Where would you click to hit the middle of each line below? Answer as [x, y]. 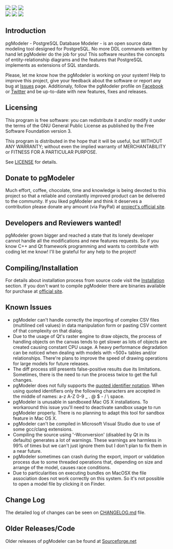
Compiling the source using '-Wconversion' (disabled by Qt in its [81, 434]
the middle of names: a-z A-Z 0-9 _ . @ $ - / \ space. [68, 396]
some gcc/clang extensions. [43, 429]
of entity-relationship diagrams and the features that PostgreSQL [74, 60]
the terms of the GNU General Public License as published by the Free [80, 126]
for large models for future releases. [51, 363]
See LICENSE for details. [31, 162]
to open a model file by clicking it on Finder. [59, 484]
